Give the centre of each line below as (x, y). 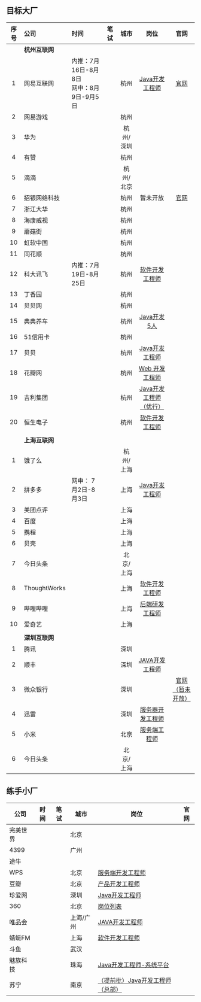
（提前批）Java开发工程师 (135, 980)
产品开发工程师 (119, 883)
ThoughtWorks (45, 588)
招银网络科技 (42, 198)
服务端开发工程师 (122, 873)
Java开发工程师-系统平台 (133, 964)
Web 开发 (152, 368)
